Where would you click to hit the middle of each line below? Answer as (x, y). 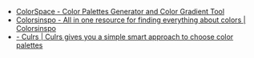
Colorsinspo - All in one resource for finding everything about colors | (131, 20)
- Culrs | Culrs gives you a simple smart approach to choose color (125, 37)
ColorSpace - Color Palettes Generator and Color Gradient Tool (120, 12)
